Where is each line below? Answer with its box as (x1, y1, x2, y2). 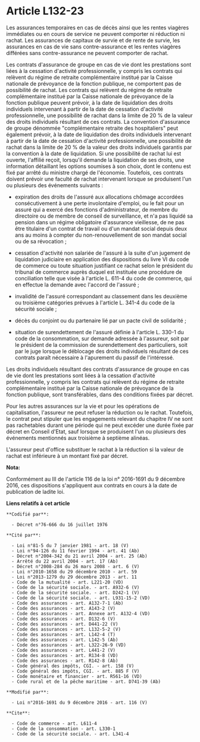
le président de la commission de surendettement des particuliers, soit (14, 341, 187, 348)
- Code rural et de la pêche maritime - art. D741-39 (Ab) (11, 679, 161, 685)
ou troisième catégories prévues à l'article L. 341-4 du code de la (14, 299, 175, 306)
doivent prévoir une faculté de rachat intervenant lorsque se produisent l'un (6, 175, 192, 182)
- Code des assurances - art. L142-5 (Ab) (11, 637, 118, 643)
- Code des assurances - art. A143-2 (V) (11, 605, 116, 611)
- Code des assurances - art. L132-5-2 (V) (11, 626, 121, 632)
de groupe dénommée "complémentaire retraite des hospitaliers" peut (6, 124, 179, 132)
